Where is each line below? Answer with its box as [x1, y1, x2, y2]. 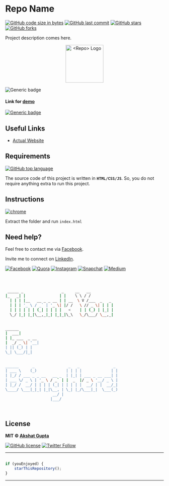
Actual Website [12, 137, 44, 144]
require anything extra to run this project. [5, 180, 91, 186]
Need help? [5, 233, 42, 241]
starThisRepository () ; [14, 466, 62, 471]
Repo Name [5, 3, 55, 15]
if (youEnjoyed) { [5, 461, 44, 466]
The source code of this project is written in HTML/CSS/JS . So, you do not [5, 175, 154, 181]
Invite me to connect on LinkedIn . [5, 256, 74, 262]
